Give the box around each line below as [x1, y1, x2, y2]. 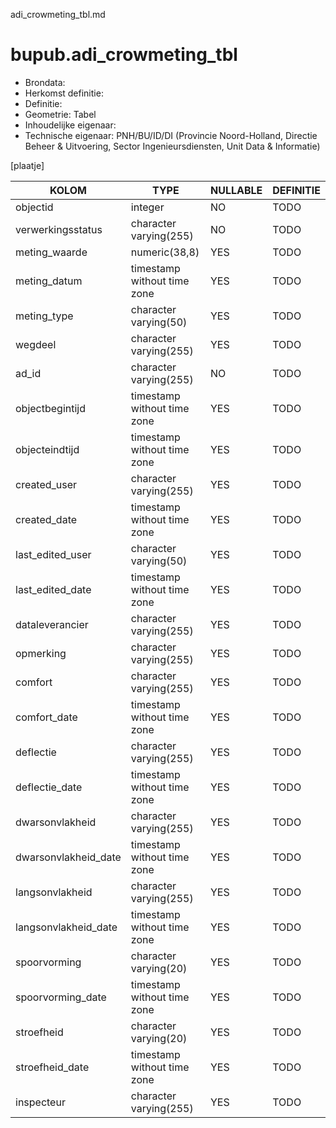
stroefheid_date [15, 1060, 90, 1074]
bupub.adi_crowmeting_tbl [10, 44, 238, 66]
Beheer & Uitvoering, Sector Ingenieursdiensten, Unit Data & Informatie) [24, 140, 321, 152]
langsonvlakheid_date [15, 920, 118, 934]
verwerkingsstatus [15, 222, 103, 236]
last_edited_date [15, 582, 92, 596]
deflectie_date [15, 780, 83, 794]
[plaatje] [10, 159, 45, 171]
